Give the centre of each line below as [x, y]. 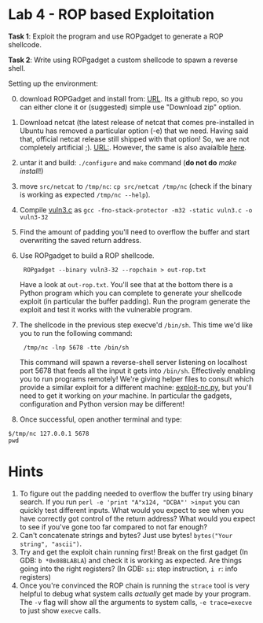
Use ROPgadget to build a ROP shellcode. [87, 255]
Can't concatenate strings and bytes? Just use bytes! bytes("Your [126, 535]
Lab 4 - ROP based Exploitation [111, 15]
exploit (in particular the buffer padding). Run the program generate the [135, 301]
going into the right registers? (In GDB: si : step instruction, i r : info [128, 569]
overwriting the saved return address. [80, 240]
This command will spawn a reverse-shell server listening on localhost [133, 362]
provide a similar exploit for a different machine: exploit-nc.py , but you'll [136, 387]
